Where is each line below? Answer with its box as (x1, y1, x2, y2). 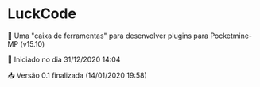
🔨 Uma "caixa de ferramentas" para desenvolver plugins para (7, 31, 208, 40)
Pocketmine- (209, 31, 252, 40)
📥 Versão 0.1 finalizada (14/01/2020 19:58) (7, 70, 148, 80)
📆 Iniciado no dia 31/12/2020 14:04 (7, 55, 121, 64)
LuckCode (7, 5, 77, 23)
